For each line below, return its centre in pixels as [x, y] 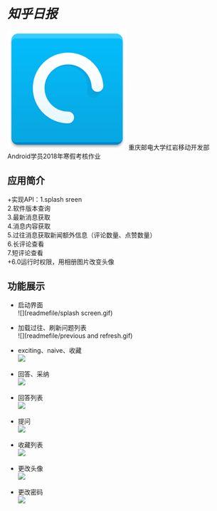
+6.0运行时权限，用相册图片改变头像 [61, 262]
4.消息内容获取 [29, 226]
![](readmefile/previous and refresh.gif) [75, 336]
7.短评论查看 [26, 252]
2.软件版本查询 [29, 208]
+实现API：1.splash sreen [45, 199]
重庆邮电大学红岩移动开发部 [169, 147]
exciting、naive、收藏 [49, 350]
